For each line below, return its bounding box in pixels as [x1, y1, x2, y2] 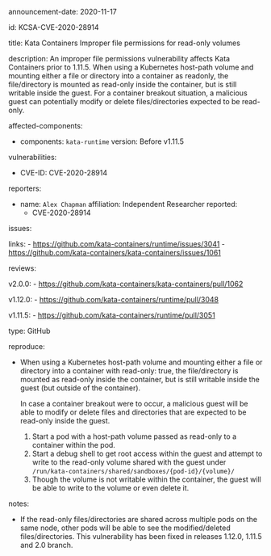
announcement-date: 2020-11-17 [8, 7, 117, 16]
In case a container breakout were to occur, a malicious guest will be [19, 399, 248, 408]
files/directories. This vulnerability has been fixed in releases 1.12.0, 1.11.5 [19, 532, 262, 541]
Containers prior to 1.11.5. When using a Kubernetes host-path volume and [8, 62, 254, 72]
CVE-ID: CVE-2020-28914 [19, 168, 107, 177]
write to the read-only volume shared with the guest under [31, 457, 227, 467]
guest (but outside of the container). [19, 383, 141, 393]
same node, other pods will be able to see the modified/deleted [19, 523, 231, 533]
